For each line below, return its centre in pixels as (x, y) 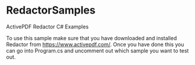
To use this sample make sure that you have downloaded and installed (92, 38)
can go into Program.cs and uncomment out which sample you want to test (97, 50)
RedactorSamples (51, 10)
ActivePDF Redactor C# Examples (47, 27)
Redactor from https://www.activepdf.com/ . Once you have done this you (95, 44)
